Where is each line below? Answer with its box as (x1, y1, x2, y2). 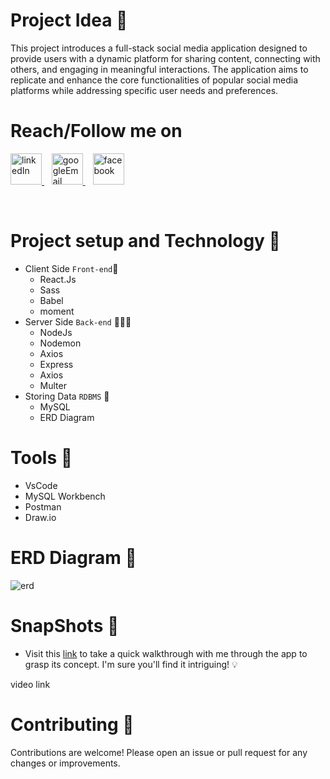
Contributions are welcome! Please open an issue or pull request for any (10, 746, 308, 758)
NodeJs (39, 326, 73, 338)
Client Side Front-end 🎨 (24, 262, 119, 274)
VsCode (24, 479, 58, 491)
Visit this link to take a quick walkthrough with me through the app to (24, 647, 308, 659)
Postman (24, 500, 62, 513)
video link (10, 678, 51, 690)
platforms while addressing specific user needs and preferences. (10, 84, 279, 96)
